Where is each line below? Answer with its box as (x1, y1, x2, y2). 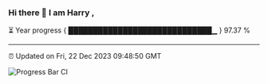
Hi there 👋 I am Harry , (8, 7, 95, 18)
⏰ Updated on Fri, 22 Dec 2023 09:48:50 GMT (8, 52, 162, 61)
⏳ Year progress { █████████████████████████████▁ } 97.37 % (8, 25, 251, 35)
